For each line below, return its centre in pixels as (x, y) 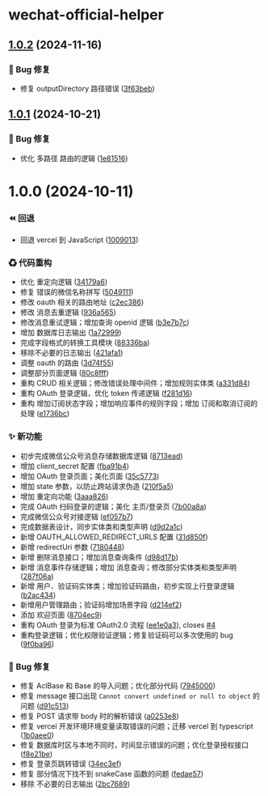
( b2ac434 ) (38, 595)
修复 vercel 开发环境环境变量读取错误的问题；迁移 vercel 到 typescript (136, 726)
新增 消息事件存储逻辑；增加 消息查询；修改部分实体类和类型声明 (128, 567)
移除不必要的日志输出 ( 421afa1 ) (71, 353)
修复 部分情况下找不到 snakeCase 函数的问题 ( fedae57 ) (112, 773)
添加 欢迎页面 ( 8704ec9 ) (61, 615)
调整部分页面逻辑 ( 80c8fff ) (64, 373)
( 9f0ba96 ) (37, 644)
